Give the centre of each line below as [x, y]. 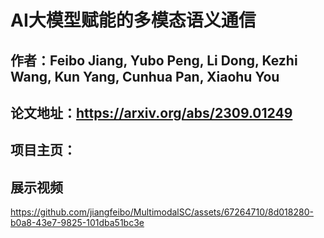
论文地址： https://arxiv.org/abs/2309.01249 [151, 112]
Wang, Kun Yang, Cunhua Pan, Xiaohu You [145, 76]
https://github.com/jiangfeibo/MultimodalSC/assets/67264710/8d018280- [162, 212]
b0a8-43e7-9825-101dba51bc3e [77, 223]
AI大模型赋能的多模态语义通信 [133, 20]
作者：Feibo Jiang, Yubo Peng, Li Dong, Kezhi [154, 60]
